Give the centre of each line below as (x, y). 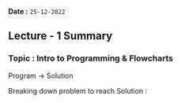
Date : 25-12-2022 (37, 11)
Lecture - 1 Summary (60, 36)
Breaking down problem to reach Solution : (78, 90)
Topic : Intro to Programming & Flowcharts (91, 58)
